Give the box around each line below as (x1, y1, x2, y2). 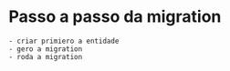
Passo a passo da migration (8, 6, 222, 27)
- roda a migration (8, 52, 83, 61)
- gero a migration (8, 44, 83, 54)
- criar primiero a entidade (8, 36, 120, 46)
